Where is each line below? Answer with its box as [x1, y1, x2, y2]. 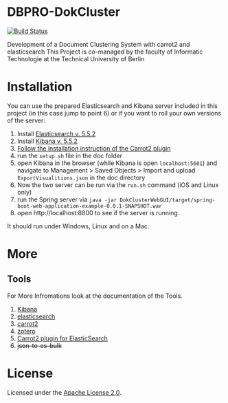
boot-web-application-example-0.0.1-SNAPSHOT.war [16, 202, 163, 210]
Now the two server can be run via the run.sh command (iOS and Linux [16, 180, 219, 189]
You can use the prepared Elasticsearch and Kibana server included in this [7, 101, 218, 110]
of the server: [7, 116, 46, 124]
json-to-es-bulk [16, 341, 62, 349]
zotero [16, 327, 36, 335]
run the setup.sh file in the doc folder [16, 151, 122, 160]
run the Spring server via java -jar [16, 195, 117, 204]
